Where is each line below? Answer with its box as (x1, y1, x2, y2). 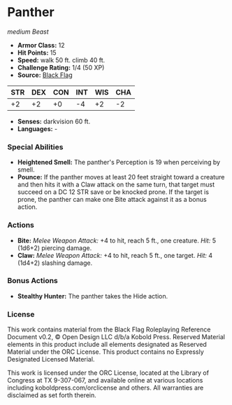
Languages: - (17, 124, 58, 133)
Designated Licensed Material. (7, 355, 95, 364)
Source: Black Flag (17, 71, 73, 79)
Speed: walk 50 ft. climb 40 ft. (17, 55, 106, 64)
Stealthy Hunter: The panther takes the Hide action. (17, 291, 168, 300)
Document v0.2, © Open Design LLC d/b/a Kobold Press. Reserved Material (7, 333, 226, 341)
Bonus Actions (7, 276, 58, 286)
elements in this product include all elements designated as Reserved (7, 341, 208, 349)
